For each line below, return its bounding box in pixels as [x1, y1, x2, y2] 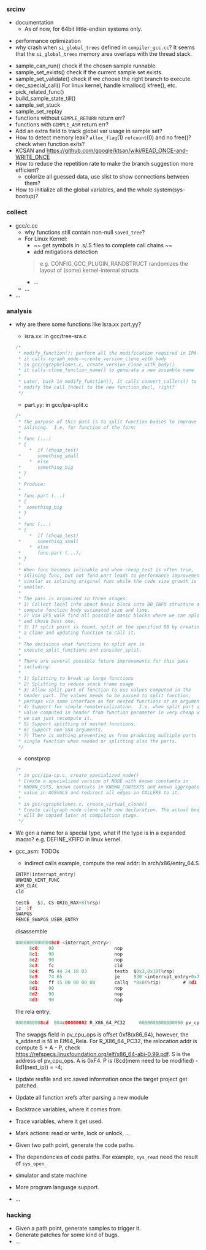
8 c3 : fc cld [29, 962, 123, 968]
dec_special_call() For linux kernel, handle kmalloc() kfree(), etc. [15, 82, 177, 89]
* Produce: [18, 481, 46, 488]
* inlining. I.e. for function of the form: [18, 424, 137, 431]
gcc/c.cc [15, 222, 38, 229]
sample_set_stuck [15, 101, 61, 109]
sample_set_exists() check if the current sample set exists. [15, 69, 163, 76]
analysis [6, 306, 32, 315]
